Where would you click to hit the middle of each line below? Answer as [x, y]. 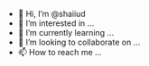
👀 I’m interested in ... [56, 23]
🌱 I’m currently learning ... [66, 33]
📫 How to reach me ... [60, 52]
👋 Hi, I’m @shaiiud [51, 14]
